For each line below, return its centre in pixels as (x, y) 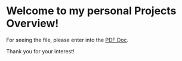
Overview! (33, 23)
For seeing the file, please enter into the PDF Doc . (67, 40)
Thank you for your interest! (40, 51)
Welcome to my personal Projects (91, 11)
